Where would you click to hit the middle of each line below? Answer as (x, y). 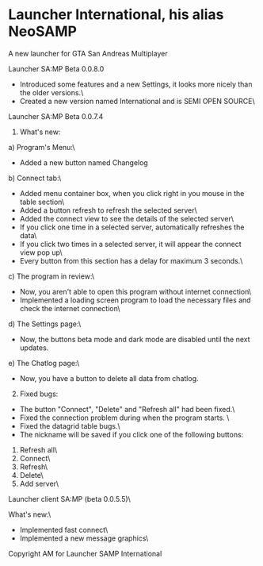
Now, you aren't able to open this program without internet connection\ (135, 291)
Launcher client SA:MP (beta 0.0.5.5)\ (69, 499)
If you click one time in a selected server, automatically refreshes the (132, 227)
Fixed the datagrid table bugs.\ (70, 425)
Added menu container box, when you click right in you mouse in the (132, 193)
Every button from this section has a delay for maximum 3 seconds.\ (131, 260)
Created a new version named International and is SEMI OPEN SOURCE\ (137, 101)
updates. (34, 348)
